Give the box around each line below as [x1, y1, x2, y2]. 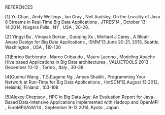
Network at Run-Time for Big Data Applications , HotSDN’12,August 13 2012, [5, 79, 159, 85]
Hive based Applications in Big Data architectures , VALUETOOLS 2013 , [5, 59, 151, 65]
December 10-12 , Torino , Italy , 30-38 [5, 64, 84, 70]
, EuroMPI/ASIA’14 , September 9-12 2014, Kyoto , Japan [5, 105, 119, 110]
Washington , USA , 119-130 [5, 44, 61, 50]
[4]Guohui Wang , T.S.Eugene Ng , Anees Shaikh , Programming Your [5, 74, 146, 79]
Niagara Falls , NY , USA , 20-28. [23, 24, 90, 30]
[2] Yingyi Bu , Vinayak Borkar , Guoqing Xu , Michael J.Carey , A [5, 34, 136, 39]
